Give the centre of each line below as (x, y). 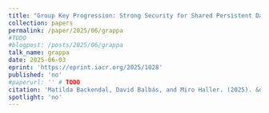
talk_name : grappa (39, 53)
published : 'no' (35, 75)
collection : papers (41, 23)
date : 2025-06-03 (37, 60)
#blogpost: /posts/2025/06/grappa (66, 45)
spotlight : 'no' (35, 97)
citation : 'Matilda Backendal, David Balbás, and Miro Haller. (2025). (130, 90)
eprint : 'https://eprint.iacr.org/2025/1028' (85, 68)
